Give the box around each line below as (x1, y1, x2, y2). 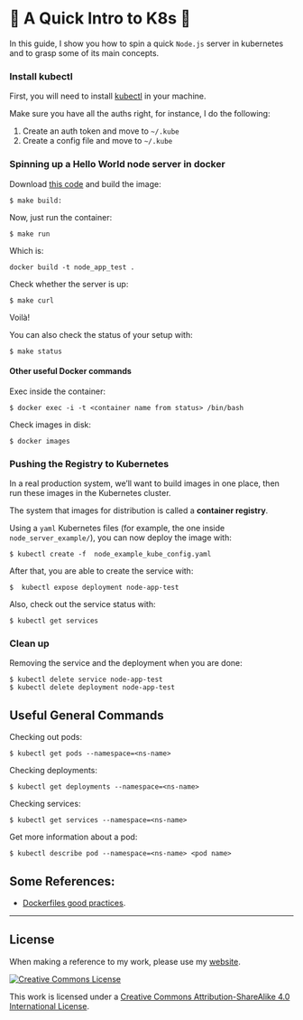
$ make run (9, 229, 50, 239)
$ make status (9, 347, 63, 356)
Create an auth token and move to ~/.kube (22, 126, 179, 136)
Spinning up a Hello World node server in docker (9, 158, 225, 171)
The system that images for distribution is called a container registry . (9, 505, 269, 516)
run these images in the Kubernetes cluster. (9, 488, 171, 499)
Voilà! (9, 312, 31, 323)
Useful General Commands (9, 707, 164, 723)
